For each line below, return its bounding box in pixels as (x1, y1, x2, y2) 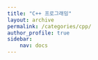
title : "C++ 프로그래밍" (7, 10, 72, 17)
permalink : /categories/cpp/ (7, 23, 92, 30)
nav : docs (19, 42, 49, 49)
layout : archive (7, 17, 54, 23)
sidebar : (7, 36, 33, 43)
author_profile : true (7, 29, 70, 37)
